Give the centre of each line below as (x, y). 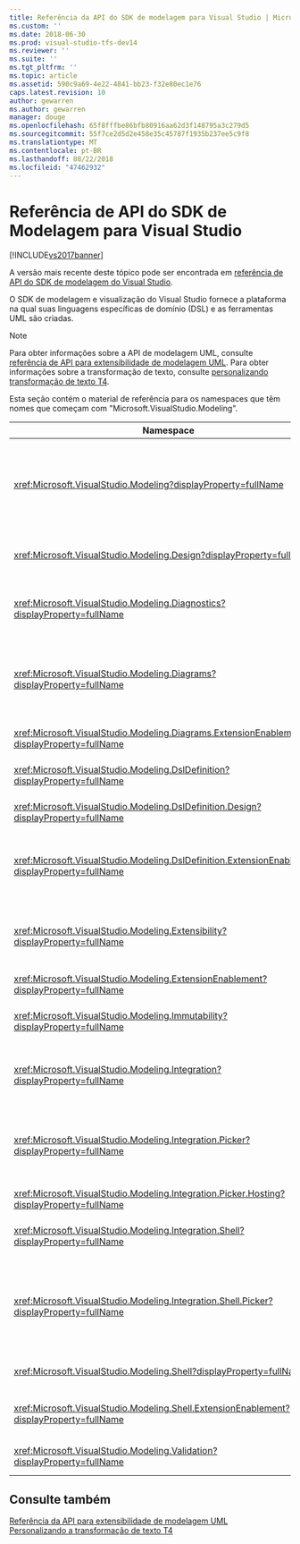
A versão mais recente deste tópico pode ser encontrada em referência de (146, 273)
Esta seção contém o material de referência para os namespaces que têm (145, 399)
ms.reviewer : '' (39, 51)
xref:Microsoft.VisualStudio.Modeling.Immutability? (121, 1016)
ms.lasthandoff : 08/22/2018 (62, 159)
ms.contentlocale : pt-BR (55, 150)
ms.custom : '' (36, 26)
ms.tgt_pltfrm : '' (43, 68)
